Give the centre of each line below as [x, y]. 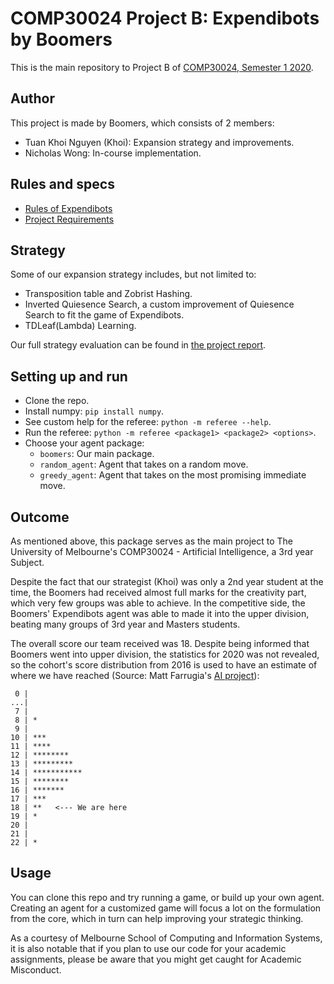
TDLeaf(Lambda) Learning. [80, 326]
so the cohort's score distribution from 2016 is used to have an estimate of [164, 665]
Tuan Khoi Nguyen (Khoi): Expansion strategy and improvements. [159, 142]
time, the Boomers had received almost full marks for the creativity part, [158, 592]
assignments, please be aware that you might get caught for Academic [156, 959]
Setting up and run [69, 376]
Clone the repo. [57, 401]
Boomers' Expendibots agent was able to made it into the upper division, [160, 613]
